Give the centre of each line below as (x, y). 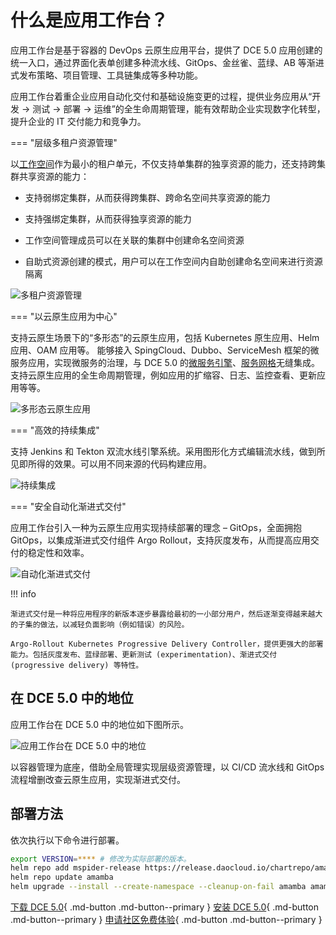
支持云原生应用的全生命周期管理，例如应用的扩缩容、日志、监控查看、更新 (163, 375)
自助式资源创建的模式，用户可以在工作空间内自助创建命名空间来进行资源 (173, 261)
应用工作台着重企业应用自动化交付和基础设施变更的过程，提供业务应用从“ (161, 96)
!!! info (23, 593)
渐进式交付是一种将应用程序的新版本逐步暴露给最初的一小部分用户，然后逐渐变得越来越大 (166, 614)
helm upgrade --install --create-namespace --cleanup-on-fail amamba (158, 887)
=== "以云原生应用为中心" (64, 316)
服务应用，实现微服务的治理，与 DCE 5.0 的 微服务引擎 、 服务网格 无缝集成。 (165, 362)
